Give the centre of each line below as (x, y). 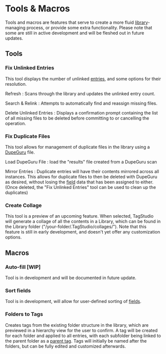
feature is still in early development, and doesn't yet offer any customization (83, 232)
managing (15, 27)
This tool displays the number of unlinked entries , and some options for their (83, 79)
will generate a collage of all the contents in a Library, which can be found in (83, 222)
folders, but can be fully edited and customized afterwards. (66, 346)
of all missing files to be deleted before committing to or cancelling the (77, 118)
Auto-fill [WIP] (23, 267)
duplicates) (17, 192)
